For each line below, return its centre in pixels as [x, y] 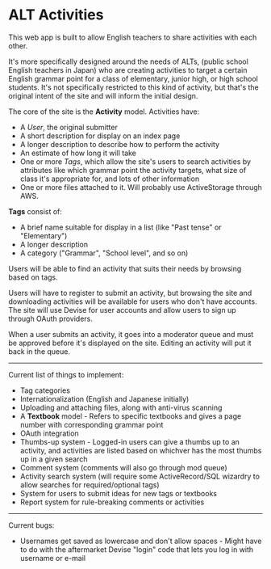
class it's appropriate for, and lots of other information [110, 179]
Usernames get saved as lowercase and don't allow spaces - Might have [141, 541]
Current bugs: [31, 525]
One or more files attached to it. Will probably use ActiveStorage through [141, 187]
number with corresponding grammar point [92, 424]
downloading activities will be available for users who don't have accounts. [133, 301]
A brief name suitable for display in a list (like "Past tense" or [121, 227]
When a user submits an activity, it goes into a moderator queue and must [131, 334]
